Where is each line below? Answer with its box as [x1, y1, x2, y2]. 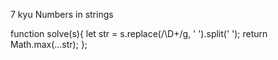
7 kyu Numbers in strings [10, 9, 114, 20]
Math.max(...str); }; [10, 39, 88, 50]
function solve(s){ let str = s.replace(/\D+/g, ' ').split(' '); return [10, 28, 268, 39]
